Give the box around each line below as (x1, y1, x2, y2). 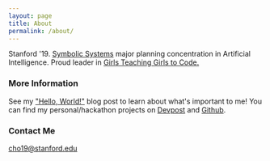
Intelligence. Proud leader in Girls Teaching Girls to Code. (8, 57, 200, 67)
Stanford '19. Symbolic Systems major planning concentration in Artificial (8, 49, 251, 59)
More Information (8, 78, 78, 89)
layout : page (8, 11, 53, 20)
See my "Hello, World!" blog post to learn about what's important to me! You (8, 96, 263, 106)
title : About (8, 19, 53, 28)
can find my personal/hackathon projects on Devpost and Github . (8, 104, 226, 114)
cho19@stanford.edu (8, 143, 78, 153)
